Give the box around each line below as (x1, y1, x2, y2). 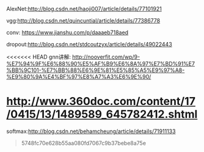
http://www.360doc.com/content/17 (6, 95, 195, 109)
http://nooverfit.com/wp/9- (72, 53, 140, 60)
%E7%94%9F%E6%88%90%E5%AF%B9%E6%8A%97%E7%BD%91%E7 (6, 60, 195, 67)
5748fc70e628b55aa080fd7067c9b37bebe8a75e (21, 139, 147, 147)
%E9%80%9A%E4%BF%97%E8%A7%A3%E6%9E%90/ (6, 73, 151, 80)
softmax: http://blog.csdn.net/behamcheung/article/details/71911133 (6, 128, 176, 135)
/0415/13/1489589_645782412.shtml (6, 107, 198, 121)
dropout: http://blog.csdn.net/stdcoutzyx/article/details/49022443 (6, 41, 172, 48)
